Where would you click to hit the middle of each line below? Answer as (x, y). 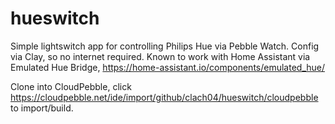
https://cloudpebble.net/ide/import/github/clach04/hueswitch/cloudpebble (164, 97)
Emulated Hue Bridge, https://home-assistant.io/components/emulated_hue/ (168, 67)
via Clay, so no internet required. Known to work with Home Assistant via (160, 56)
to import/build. (42, 108)
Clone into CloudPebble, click (71, 86)
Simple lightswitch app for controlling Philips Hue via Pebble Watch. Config (165, 46)
